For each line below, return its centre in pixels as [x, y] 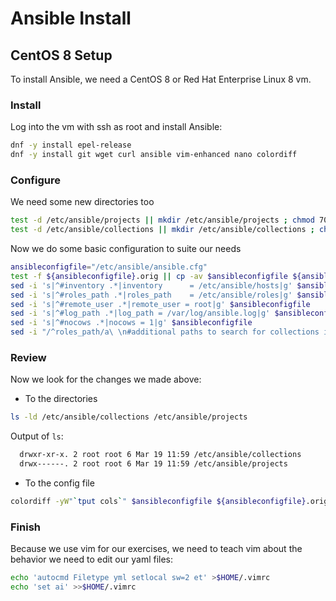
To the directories [61, 399]
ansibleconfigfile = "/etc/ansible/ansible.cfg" [109, 267]
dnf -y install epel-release [71, 145]
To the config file [59, 483]
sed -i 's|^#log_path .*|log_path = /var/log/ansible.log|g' [140, 313]
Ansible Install [71, 18]
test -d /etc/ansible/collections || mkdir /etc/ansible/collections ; [162, 230]
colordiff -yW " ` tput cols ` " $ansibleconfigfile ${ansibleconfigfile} [158, 502]
